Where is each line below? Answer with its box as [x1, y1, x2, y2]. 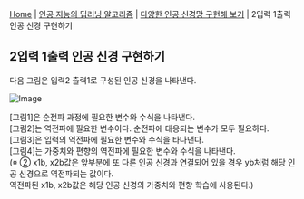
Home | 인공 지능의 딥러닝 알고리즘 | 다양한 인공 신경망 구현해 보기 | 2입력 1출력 [9, 9, 292, 19]
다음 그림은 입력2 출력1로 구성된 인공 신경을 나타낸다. [9, 74, 197, 85]
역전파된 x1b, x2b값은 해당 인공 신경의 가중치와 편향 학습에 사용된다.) [9, 179, 254, 190]
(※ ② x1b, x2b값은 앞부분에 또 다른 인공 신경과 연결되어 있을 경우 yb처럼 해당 [9, 156, 286, 167]
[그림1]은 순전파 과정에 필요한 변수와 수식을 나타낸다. [9, 111, 195, 122]
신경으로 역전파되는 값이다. [18, 167, 114, 179]
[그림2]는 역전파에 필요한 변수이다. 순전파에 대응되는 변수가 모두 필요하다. [9, 122, 270, 134]
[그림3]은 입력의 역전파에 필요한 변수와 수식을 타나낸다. [9, 134, 204, 145]
